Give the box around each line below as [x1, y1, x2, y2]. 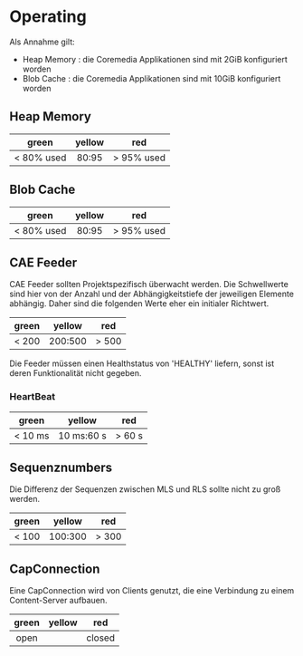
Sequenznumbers [9, 460, 113, 476]
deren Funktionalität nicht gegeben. [9, 368, 142, 379]
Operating [9, 6, 88, 27]
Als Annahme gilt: [9, 36, 75, 47]
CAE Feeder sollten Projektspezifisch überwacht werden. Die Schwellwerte [9, 279, 289, 290]
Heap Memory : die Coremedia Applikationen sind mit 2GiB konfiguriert [22, 53, 288, 64]
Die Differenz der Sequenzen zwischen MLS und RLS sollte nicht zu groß [9, 484, 281, 495]
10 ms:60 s [58, 429, 107, 441]
